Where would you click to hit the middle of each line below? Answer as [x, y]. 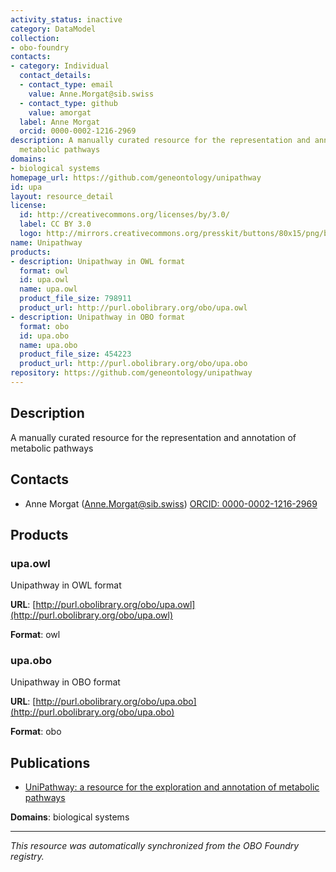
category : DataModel [53, 29]
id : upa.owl [44, 280]
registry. [27, 857]
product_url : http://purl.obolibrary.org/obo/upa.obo [133, 364]
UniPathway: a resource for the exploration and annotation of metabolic [172, 787]
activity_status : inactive [66, 19]
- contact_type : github [68, 103]
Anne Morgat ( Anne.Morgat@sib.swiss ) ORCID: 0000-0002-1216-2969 [171, 503]
